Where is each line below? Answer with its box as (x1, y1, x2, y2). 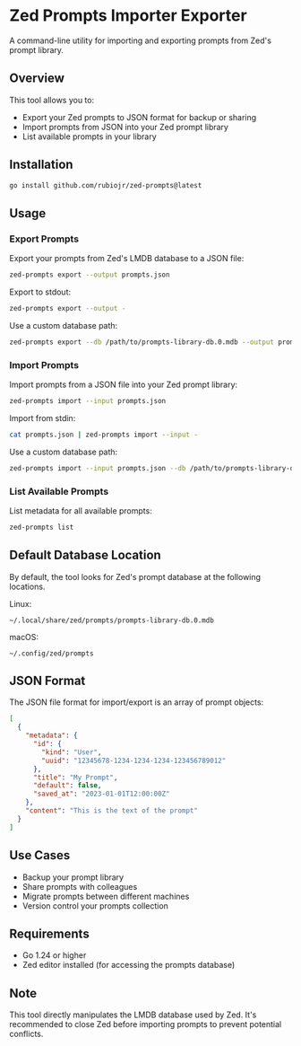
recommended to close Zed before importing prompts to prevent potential (9, 1019, 282, 1030)
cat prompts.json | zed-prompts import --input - (9, 430, 199, 439)
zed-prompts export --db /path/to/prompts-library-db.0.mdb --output (9, 338, 275, 347)
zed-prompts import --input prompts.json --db (9, 463, 186, 472)
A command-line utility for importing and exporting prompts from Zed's (9, 35, 271, 46)
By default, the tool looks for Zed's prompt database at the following (9, 571, 262, 582)
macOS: (9, 631, 39, 642)
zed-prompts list (9, 523, 74, 532)
